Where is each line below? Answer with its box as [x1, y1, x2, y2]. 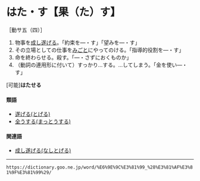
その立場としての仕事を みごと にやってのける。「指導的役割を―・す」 [14, 46, 185, 54]
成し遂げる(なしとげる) [14, 147, 71, 154]
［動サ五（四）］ [6, 26, 46, 33]
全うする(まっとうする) [14, 118, 71, 125]
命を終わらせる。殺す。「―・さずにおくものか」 [14, 54, 132, 61]
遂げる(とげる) [14, 111, 51, 118]
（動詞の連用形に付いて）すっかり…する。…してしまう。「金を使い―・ [14, 61, 187, 68]
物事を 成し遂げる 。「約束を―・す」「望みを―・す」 [14, 39, 140, 46]
